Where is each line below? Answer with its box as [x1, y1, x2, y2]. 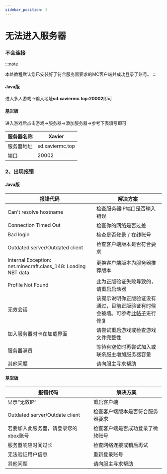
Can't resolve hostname [7, 208, 64, 215]
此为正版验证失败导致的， [96, 278, 157, 285]
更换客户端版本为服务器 [96, 259, 152, 266]
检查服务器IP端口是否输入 [96, 205, 156, 212]
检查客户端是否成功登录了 [93, 425, 153, 432]
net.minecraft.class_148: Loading [7, 263, 86, 270]
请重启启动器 [96, 285, 127, 292]
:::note [5, 61, 18, 67]
